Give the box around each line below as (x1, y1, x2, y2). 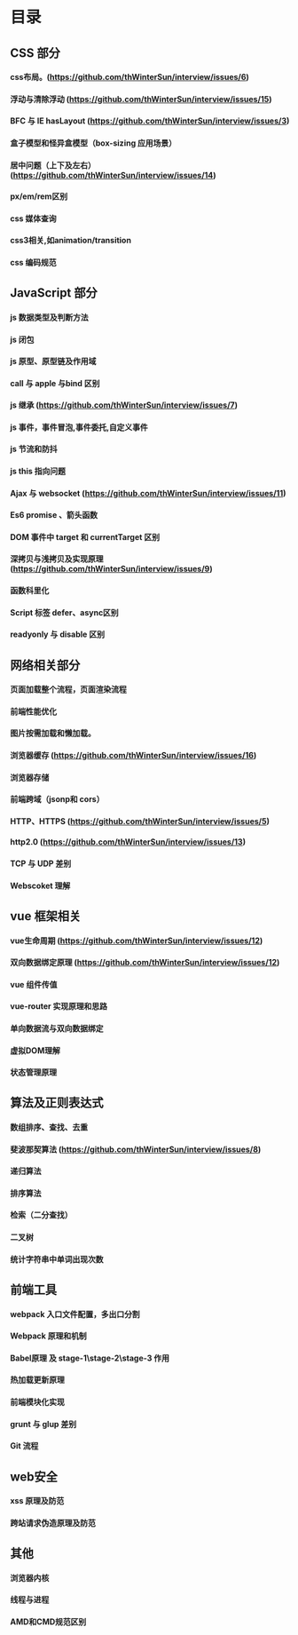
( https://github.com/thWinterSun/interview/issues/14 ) (10, 170, 216, 180)
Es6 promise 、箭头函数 (10, 510, 98, 520)
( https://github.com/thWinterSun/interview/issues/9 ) (10, 564, 213, 575)
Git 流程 (10, 1441, 39, 1451)
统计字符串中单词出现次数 (10, 1253, 104, 1265)
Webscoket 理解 (10, 880, 71, 891)
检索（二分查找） (10, 1210, 73, 1220)
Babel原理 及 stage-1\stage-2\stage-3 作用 (10, 1353, 170, 1363)
